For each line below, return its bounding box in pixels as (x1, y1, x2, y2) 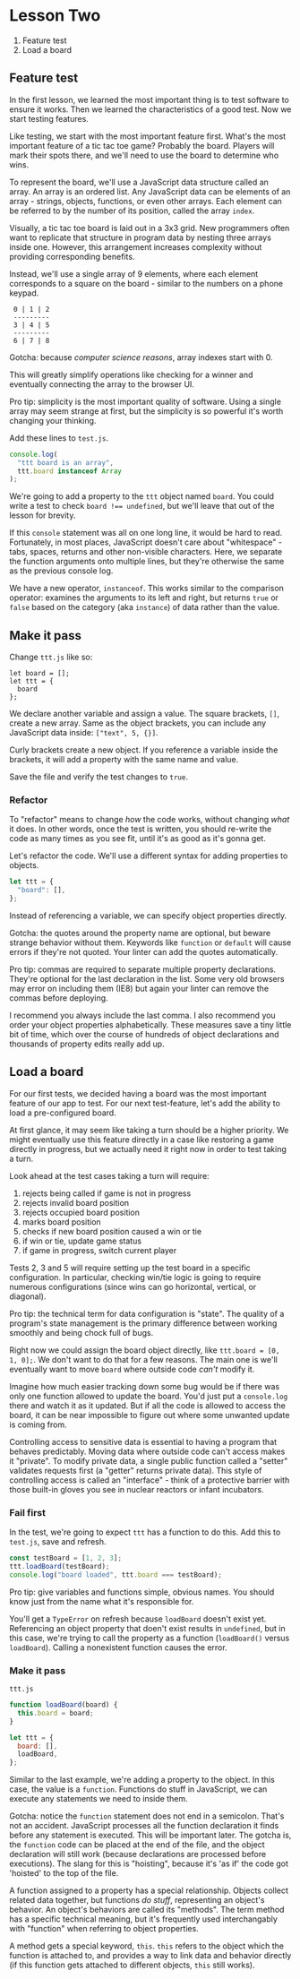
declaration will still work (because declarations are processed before (9, 1849, 267, 1860)
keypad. (9, 288, 39, 298)
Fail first (9, 1506, 47, 1519)
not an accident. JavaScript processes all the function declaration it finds (9, 1820, 279, 1831)
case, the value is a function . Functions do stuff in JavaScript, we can (9, 1784, 268, 1794)
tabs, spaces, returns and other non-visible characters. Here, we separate (9, 546, 283, 557)
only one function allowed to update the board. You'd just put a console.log (9, 1390, 288, 1401)
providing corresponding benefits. (9, 251, 135, 262)
